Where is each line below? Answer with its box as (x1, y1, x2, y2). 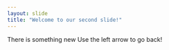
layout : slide (7, 10, 48, 17)
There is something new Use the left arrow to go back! (7, 35, 163, 43)
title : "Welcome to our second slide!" (7, 16, 123, 23)
